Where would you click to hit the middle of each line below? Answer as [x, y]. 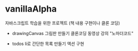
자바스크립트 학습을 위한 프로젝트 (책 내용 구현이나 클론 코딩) [63, 23]
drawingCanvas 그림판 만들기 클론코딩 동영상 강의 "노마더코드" [73, 33]
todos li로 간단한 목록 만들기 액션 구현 [48, 43]
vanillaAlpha [31, 9]
